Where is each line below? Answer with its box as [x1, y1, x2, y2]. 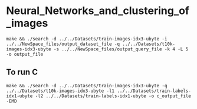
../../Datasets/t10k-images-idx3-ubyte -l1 [6, 88, 115, 94]
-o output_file [6, 51, 44, 57]
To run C [6, 67, 38, 77]
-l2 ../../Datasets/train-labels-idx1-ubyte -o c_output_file [35, 93, 192, 99]
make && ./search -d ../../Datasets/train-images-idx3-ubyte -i [6, 36, 168, 42]
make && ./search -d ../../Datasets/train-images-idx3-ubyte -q [6, 83, 168, 88]
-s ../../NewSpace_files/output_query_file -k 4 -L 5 [53, 46, 189, 52]
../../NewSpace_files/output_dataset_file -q [6, 41, 120, 47]
